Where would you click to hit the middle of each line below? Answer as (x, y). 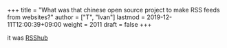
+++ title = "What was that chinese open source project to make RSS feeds (113, 10)
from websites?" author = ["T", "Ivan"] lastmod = (76, 17)
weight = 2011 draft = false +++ (107, 24)
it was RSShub (28, 38)
